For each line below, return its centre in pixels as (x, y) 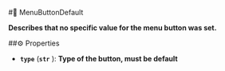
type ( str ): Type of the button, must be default (99, 59)
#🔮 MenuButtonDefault (46, 12)
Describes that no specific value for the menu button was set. (112, 28)
